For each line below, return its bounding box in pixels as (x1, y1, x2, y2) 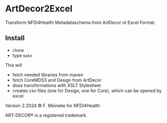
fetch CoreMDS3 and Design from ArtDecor (12, 77, 102, 83)
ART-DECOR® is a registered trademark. (5, 112, 88, 118)
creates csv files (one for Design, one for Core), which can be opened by (12, 88, 162, 94)
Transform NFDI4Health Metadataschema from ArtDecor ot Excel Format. (5, 19, 156, 25)
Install (5, 34, 25, 42)
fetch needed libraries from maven (12, 72, 83, 78)
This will (5, 62, 22, 68)
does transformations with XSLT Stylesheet (12, 82, 101, 88)
